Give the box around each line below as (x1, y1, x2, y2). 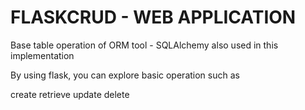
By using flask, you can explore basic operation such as (10, 69, 240, 81)
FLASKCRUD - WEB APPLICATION (10, 6, 297, 29)
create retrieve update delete (10, 88, 130, 100)
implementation (10, 49, 75, 61)
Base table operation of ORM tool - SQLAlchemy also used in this (10, 39, 279, 51)
